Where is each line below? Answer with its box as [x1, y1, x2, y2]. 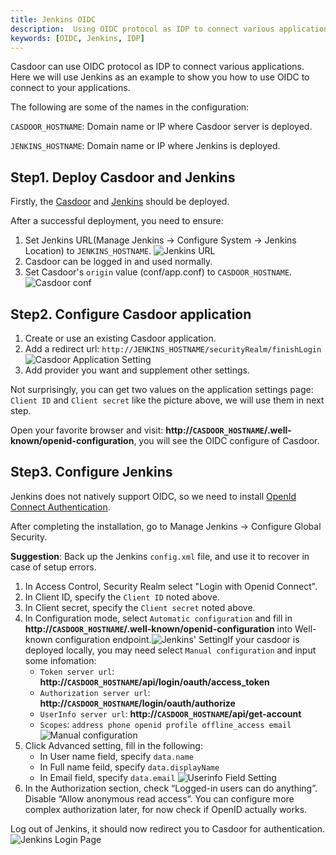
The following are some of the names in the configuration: [10, 101, 250, 113]
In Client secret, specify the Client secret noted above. [24, 601, 256, 613]
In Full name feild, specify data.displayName [39, 761, 220, 773]
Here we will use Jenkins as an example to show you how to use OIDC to [10, 71, 310, 83]
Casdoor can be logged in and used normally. [24, 256, 213, 268]
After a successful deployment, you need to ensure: [10, 215, 224, 227]
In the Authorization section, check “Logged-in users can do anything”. [24, 782, 318, 794]
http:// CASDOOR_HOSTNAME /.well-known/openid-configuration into [24, 622, 293, 635]
